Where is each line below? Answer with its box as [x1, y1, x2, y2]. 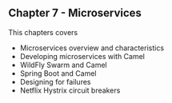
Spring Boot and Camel [19, 68, 97, 78]
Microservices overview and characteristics [19, 43, 165, 53]
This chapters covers [8, 27, 78, 37]
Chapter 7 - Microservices [8, 6, 142, 20]
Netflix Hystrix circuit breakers [19, 85, 121, 95]
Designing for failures [19, 77, 91, 86]
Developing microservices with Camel [19, 51, 146, 61]
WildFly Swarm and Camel [19, 60, 108, 69]
